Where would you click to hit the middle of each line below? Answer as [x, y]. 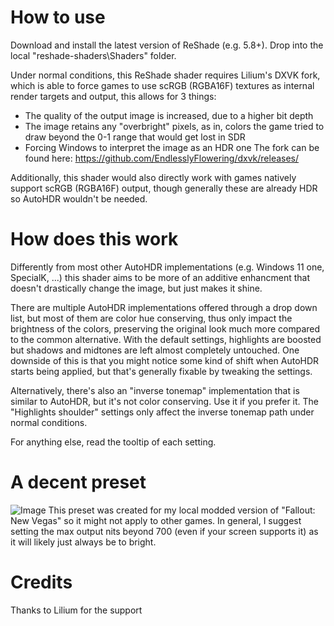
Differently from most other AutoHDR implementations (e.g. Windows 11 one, [167, 267]
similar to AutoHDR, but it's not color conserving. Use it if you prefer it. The [165, 401]
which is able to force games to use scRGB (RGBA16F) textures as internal [162, 85]
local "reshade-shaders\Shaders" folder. [93, 55]
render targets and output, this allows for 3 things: [113, 96]
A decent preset [78, 482]
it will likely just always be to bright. [83, 542]
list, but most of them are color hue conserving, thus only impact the [151, 318]
